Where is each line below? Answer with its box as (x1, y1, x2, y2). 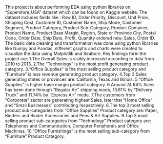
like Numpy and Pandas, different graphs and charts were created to (5, 46, 143, 51)
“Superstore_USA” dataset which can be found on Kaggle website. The (5, 9, 147, 15)
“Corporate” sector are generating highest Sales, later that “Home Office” (5, 97, 153, 103)
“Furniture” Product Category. (5, 133, 65, 139)
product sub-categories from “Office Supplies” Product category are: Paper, (5, 108, 159, 113)
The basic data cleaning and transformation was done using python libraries (5, 40, 159, 46)
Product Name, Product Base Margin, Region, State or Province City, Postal (5, 30, 156, 36)
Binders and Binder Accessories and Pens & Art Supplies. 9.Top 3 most (5, 113, 148, 118)
